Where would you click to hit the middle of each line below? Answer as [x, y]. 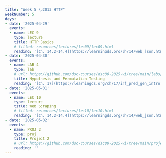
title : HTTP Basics [34, 42]
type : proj [25, 134]
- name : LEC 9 [24, 33]
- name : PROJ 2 [25, 129]
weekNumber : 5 [20, 14]
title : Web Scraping [35, 106]
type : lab [24, 70]
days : [11, 19]
